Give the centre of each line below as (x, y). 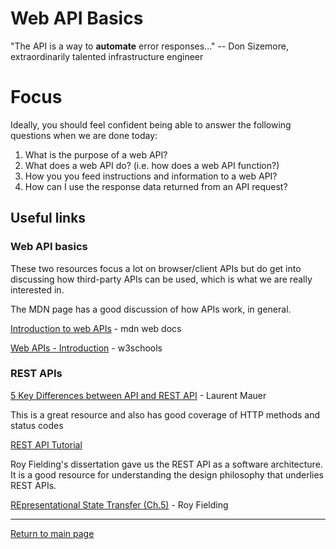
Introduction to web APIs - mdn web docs (96, 328)
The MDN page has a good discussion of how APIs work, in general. (151, 309)
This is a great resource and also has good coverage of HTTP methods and (165, 414)
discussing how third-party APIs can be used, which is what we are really (161, 279)
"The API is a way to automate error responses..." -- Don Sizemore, (149, 46)
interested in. (37, 289)
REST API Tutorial (46, 444)
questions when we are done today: (84, 135)
